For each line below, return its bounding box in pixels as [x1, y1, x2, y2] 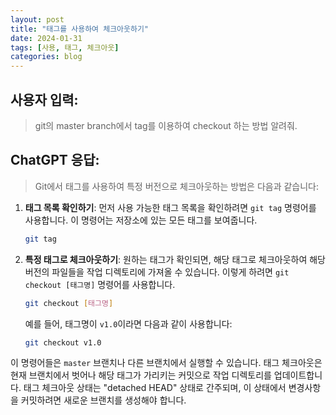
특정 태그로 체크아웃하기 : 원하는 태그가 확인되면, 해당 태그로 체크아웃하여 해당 [24, 253, 326, 265]
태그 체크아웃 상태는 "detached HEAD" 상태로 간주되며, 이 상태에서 [23, 382, 287, 394]
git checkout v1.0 [24, 337, 102, 348]
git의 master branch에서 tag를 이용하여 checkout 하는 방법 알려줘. [34, 119, 298, 131]
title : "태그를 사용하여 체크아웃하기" [10, 24, 149, 34]
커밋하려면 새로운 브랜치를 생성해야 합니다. [20, 394, 187, 406]
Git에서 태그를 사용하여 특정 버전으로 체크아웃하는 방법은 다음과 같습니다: [34, 180, 320, 192]
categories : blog [10, 52, 83, 62]
